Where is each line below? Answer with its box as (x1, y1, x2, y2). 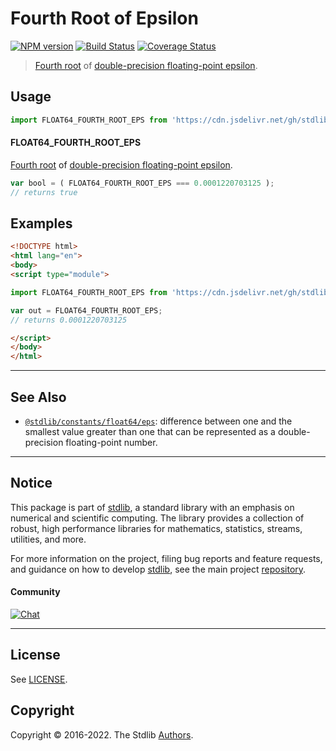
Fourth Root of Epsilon (10, 7, 199, 30)
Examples (10, 215, 73, 232)
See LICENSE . (10, 673, 68, 685)
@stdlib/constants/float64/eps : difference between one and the (24, 415, 293, 427)
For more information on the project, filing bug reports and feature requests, (10, 552, 323, 564)
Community (10, 586, 61, 598)
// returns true (10, 187, 78, 197)
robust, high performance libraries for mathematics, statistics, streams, (10, 522, 303, 534)
